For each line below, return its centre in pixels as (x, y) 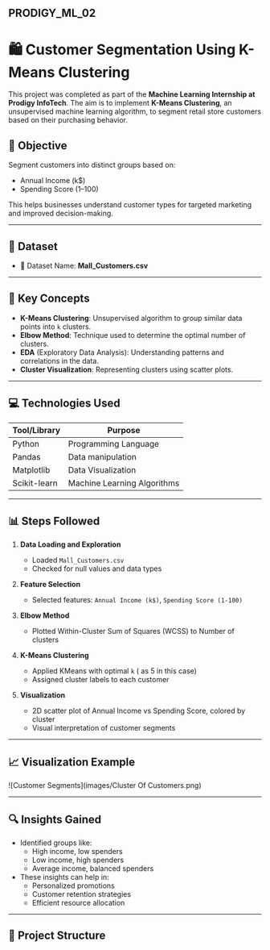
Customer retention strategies (81, 894)
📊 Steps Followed (54, 521)
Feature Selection (50, 585)
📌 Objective (38, 146)
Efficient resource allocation (78, 903)
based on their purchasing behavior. (68, 120)
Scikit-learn (35, 483)
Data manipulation (102, 456)
